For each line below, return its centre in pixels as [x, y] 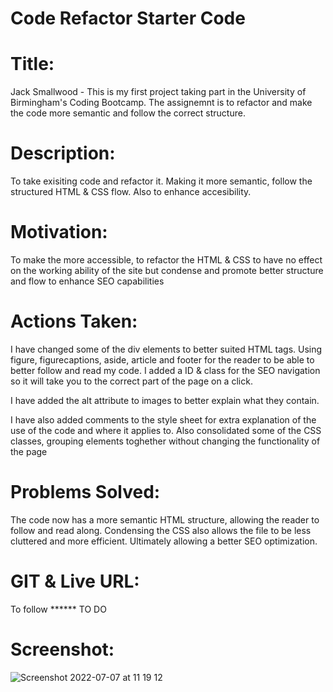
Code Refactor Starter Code [128, 18]
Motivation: [59, 232]
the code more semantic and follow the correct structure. [128, 113]
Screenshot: [62, 649]
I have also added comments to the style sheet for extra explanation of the [163, 419]
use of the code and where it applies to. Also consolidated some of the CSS [166, 430]
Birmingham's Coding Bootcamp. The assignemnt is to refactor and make [161, 103]
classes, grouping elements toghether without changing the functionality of [165, 441]
